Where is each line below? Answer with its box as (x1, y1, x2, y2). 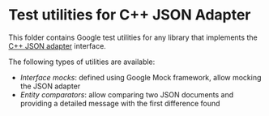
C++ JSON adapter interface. (8, 41, 107, 50)
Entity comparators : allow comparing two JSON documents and (19, 89, 234, 99)
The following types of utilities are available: (8, 57, 156, 67)
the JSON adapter (19, 81, 81, 91)
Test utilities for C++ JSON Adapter (8, 6, 251, 24)
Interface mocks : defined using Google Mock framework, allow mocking (19, 72, 262, 82)
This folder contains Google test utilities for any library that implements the (8, 32, 258, 42)
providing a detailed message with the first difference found (19, 98, 220, 108)
